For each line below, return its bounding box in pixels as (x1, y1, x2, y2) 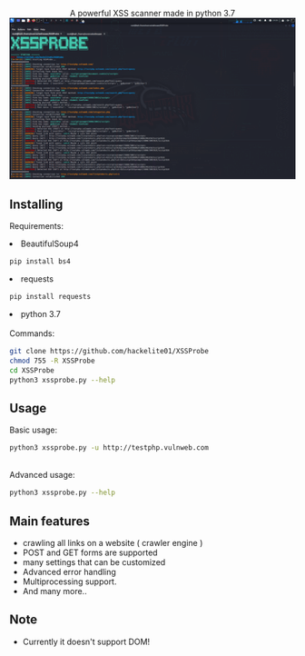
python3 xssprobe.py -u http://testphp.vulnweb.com (9, 443, 209, 452)
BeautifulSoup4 (21, 238, 79, 249)
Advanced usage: (9, 470, 75, 481)
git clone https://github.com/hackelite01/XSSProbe (9, 347, 209, 356)
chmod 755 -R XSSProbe (9, 356, 95, 365)
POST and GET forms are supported (22, 547, 158, 558)
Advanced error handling (22, 566, 116, 577)
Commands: (9, 328, 55, 339)
